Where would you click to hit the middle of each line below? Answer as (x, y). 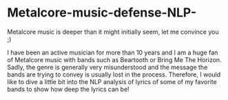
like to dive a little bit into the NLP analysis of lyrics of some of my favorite (112, 81)
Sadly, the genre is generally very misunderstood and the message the (107, 67)
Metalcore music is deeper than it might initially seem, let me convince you (113, 32)
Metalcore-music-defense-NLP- (102, 13)
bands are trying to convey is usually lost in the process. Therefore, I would (114, 74)
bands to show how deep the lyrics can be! (68, 89)
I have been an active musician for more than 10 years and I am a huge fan (113, 52)
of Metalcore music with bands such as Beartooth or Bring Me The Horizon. (114, 59)
